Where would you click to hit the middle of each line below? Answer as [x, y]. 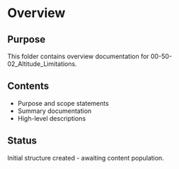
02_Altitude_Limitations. [42, 64]
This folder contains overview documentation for [79, 56]
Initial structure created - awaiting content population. [86, 158]
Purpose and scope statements [63, 103]
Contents [28, 86]
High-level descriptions [52, 118]
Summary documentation [54, 111]
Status [22, 141]
